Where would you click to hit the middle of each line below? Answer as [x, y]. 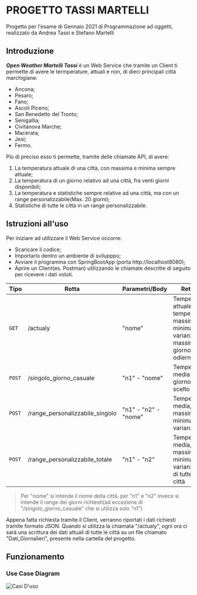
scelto [181, 389]
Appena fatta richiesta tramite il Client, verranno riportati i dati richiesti [91, 519]
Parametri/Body [145, 289]
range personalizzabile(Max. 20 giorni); [62, 199]
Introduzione [30, 51]
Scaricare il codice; [38, 249]
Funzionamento [35, 557]
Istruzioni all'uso [37, 224]
